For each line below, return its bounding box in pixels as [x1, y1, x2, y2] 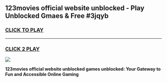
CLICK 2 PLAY [5, 45, 40, 52]
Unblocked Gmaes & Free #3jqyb [5, 12, 109, 20]
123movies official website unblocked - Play [5, 4, 145, 12]
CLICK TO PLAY [5, 27, 44, 34]
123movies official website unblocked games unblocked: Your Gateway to [5, 66, 161, 72]
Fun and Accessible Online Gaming [5, 71, 79, 77]
